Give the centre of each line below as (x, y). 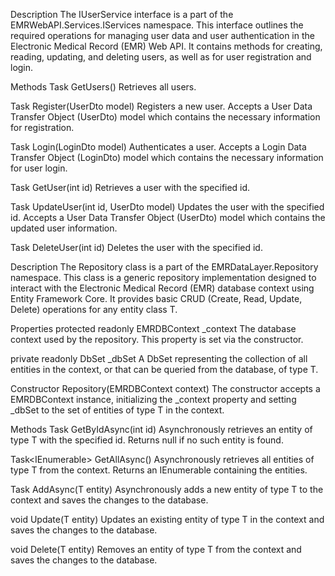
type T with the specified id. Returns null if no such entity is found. (147, 440)
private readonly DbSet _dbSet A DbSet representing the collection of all (159, 358)
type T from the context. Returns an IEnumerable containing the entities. (159, 470)
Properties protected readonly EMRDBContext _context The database (153, 328)
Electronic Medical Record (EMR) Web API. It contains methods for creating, (166, 46)
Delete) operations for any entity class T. (94, 309)
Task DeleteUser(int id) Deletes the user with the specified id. (136, 247)
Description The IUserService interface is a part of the (122, 14)
